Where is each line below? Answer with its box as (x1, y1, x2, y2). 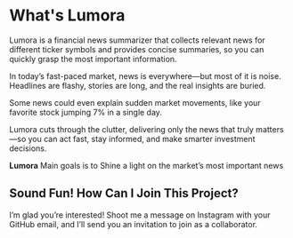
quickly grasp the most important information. (9, 53, 177, 64)
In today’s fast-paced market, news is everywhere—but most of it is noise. (9, 70, 282, 81)
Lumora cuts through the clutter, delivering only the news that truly (9, 123, 254, 134)
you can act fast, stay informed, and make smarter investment (28, 133, 256, 144)
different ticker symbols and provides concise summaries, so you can (9, 44, 265, 54)
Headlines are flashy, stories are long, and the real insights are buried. (9, 80, 266, 91)
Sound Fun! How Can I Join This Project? (9, 186, 239, 201)
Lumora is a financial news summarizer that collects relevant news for (9, 35, 265, 45)
